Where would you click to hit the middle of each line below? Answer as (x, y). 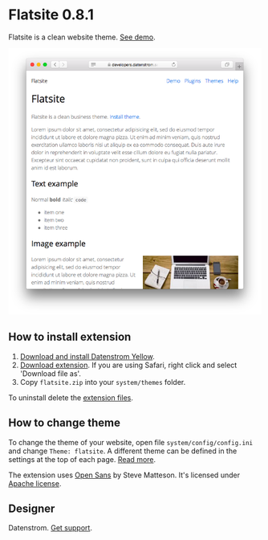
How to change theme (64, 423)
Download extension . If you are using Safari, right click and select (128, 365)
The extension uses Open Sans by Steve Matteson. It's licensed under (124, 475)
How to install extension (70, 337)
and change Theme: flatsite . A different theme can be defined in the (123, 451)
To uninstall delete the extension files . (71, 397)
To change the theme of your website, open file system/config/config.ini (131, 442)
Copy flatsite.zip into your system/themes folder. (103, 382)
